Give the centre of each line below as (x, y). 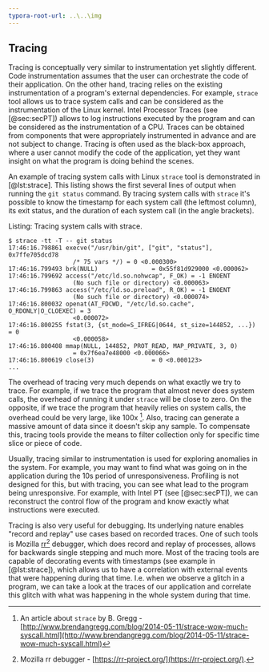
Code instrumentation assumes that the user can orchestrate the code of (128, 76)
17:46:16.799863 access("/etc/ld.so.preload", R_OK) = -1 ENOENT (119, 290)
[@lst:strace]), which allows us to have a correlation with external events (128, 569)
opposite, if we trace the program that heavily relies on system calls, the (127, 408)
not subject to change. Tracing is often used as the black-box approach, (127, 144)
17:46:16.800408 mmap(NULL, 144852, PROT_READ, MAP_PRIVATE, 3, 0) (123, 346)
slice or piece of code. (45, 443)
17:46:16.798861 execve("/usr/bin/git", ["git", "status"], (111, 248)
